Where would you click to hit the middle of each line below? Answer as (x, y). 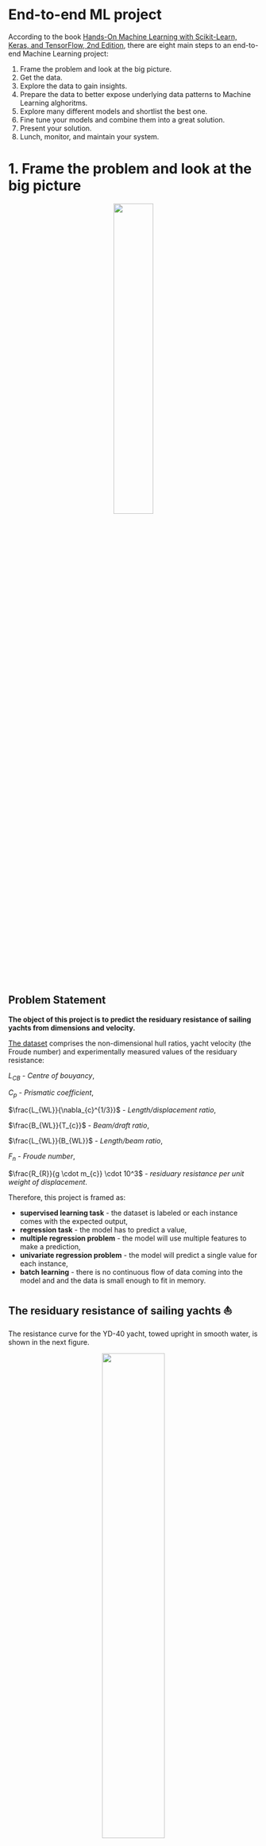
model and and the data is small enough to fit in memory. (113, 1281)
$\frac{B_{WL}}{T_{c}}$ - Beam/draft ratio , (79, 1126)
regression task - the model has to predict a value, (103, 1230)
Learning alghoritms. (54, 103)
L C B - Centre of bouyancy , (52, 1076)
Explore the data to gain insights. (73, 86)
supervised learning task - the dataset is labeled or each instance (129, 1213)
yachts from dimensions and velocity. (72, 1027)
